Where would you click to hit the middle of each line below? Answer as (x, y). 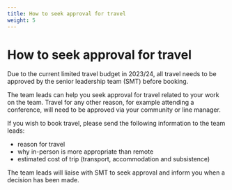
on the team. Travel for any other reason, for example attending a (101, 103)
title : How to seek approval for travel (67, 14)
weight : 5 (22, 20)
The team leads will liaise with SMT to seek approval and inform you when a (116, 173)
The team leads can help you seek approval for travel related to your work (113, 95)
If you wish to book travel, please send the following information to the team (116, 124)
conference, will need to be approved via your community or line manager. (114, 110)
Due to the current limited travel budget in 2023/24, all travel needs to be (112, 74)
